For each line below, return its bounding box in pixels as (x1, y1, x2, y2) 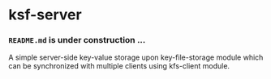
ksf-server (8, 6, 83, 24)
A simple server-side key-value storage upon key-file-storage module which (8, 52, 264, 62)
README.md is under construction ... (8, 35, 146, 46)
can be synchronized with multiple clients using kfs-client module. (8, 61, 230, 71)
